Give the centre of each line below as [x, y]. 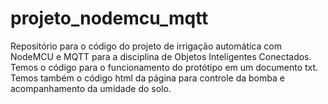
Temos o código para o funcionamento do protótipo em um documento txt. [164, 67]
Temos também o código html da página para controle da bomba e [147, 78]
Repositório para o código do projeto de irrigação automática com [146, 46]
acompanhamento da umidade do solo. [91, 88]
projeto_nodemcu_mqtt [109, 18]
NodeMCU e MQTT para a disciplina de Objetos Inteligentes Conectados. [161, 56]
